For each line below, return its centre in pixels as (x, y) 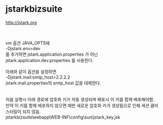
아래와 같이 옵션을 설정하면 (31, 71)
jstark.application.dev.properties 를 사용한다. (50, 60)
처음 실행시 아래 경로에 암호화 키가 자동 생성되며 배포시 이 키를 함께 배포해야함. (80, 99)
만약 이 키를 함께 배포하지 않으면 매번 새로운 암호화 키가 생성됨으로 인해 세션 (78, 105)
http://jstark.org (21, 22)
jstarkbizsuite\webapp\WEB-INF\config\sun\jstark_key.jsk (63, 117)
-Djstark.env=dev (23, 48)
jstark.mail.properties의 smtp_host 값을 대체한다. (53, 83)
